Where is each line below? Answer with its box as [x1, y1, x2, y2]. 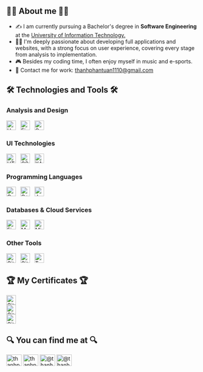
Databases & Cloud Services [6, 206, 92, 214]
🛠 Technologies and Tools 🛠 [6, 85, 119, 95]
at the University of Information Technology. [15, 31, 126, 38]
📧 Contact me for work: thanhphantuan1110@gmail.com [15, 66, 154, 74]
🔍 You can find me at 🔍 [6, 335, 98, 345]
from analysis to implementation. [15, 51, 97, 58]
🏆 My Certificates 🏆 [6, 275, 88, 286]
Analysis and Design [6, 106, 69, 114]
